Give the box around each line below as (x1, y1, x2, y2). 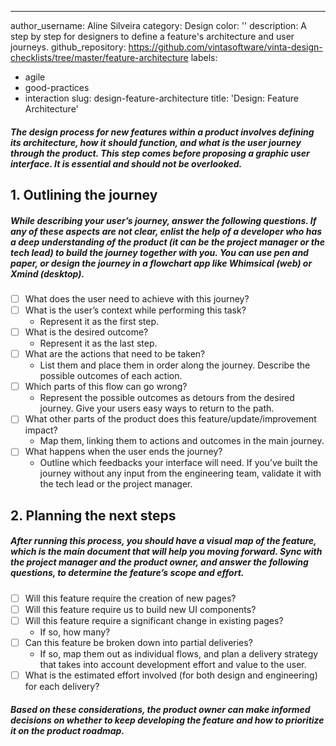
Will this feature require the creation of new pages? (24, 592, 237, 604)
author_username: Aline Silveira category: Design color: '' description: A (10, 20, 308, 31)
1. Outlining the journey (10, 186, 158, 203)
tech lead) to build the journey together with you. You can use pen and (10, 246, 309, 258)
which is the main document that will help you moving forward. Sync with (10, 546, 323, 558)
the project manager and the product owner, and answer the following (10, 556, 309, 568)
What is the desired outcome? (24, 326, 149, 338)
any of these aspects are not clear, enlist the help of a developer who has (10, 225, 323, 237)
